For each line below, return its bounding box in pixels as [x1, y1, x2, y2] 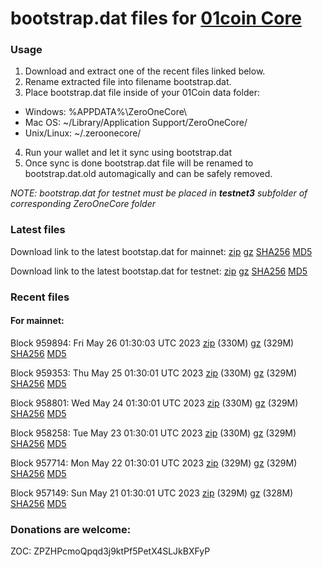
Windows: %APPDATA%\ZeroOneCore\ [24, 106, 188, 118]
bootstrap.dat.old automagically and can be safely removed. [24, 168, 273, 180]
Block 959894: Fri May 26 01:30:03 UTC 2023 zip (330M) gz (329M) [10, 337, 295, 349]
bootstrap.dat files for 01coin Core [10, 7, 302, 30]
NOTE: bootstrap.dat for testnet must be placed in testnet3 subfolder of [10, 187, 308, 199]
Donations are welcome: [10, 522, 132, 536]
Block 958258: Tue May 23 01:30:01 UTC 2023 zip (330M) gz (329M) [10, 427, 297, 439]
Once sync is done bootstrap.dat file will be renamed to [24, 157, 254, 169]
